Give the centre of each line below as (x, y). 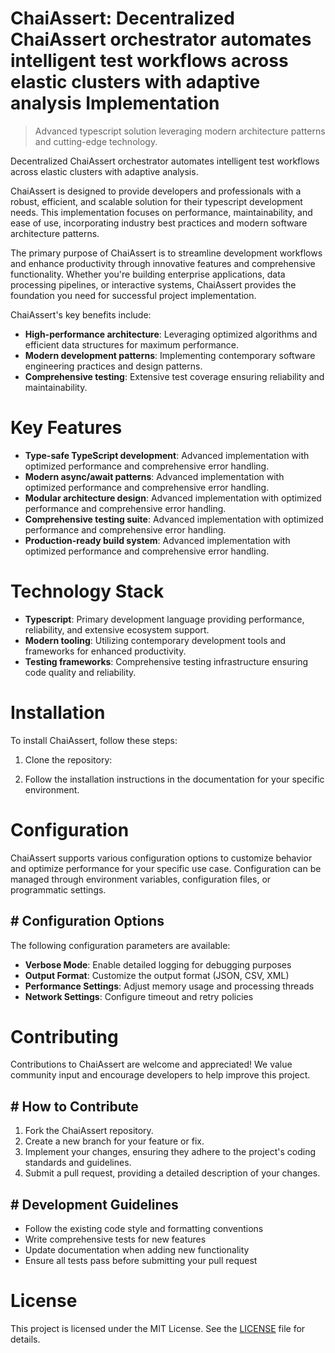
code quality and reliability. (80, 672)
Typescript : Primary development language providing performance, (164, 619)
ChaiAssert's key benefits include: (81, 314)
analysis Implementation (115, 103)
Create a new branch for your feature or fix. (114, 1141)
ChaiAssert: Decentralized (122, 18)
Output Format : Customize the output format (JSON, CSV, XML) (157, 975)
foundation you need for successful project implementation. (133, 295)
